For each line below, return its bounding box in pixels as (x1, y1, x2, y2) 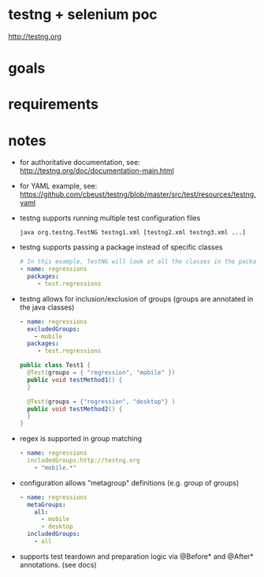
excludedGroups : (27, 325, 80, 333)
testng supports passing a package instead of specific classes (19, 242, 223, 252)
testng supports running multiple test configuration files (19, 213, 201, 223)
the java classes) (19, 302, 75, 312)
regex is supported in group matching (19, 434, 143, 444)
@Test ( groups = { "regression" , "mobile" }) (27, 369, 176, 377)
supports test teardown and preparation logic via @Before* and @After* (19, 551, 254, 561)
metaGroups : (27, 500, 66, 508)
